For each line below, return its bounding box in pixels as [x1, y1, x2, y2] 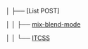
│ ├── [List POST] [6, 7, 60, 15]
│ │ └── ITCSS [6, 34, 50, 42]
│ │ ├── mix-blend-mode [6, 20, 81, 28]
